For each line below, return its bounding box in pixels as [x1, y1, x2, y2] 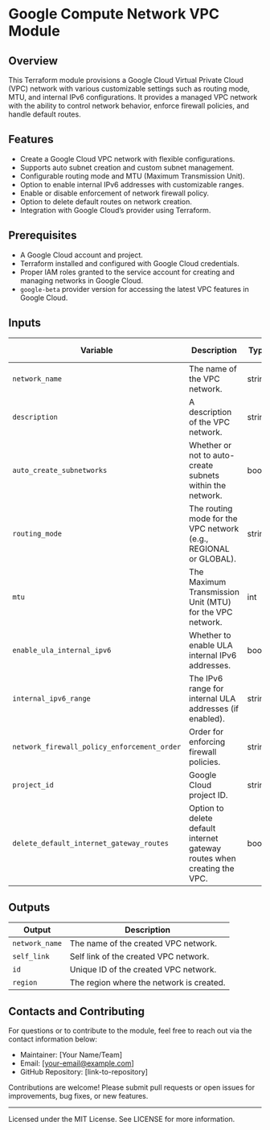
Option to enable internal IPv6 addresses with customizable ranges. [19, 179, 244, 189]
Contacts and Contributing [8, 1005, 145, 1018]
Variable [80, 345, 113, 356]
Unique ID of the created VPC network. [69, 964, 217, 976]
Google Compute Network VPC [8, 5, 219, 23]
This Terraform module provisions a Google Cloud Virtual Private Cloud [8, 76, 243, 84]
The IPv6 [188, 673, 223, 684]
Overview [8, 54, 59, 68]
